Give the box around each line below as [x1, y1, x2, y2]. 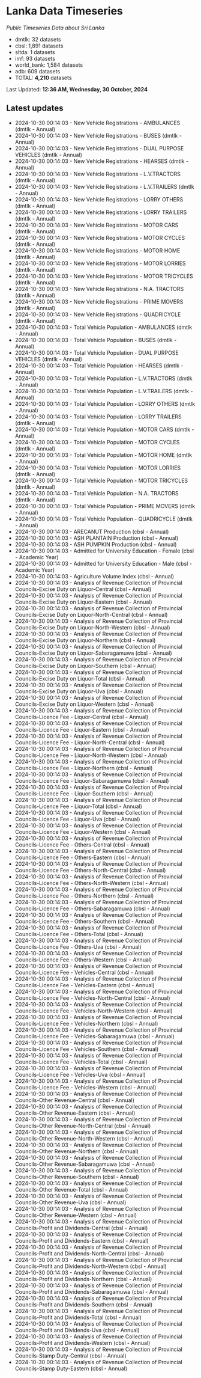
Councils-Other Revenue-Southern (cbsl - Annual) [14, 1173, 139, 1180]
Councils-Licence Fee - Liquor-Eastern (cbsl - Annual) [14, 726, 149, 733]
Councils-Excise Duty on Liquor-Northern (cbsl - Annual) [14, 636, 156, 644]
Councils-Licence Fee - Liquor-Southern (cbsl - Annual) [14, 789, 154, 797]
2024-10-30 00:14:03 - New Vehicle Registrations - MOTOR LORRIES [14, 260, 186, 267]
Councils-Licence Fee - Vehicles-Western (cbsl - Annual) [14, 1083, 157, 1091]
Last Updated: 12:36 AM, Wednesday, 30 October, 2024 [6, 85, 148, 93]
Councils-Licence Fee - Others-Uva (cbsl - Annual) [14, 943, 142, 951]
